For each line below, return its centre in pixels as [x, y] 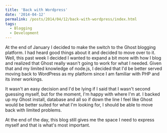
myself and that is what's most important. [48, 125]
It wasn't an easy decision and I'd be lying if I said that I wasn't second [78, 89]
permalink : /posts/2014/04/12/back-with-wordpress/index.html [71, 19]
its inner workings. [24, 79]
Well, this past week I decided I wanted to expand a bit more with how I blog [83, 58]
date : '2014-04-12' [25, 14]
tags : [11, 24]
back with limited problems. [34, 110]
